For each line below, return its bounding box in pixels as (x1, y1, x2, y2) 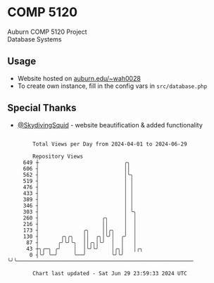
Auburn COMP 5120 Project (7, 27, 87, 36)
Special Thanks (7, 102, 77, 114)
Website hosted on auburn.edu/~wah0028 (17, 74, 141, 82)
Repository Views (32, 153, 83, 160)
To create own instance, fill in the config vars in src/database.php (17, 82, 208, 90)
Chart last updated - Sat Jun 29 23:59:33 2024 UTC (32, 270, 188, 277)
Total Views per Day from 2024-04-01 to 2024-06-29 (32, 140, 188, 148)
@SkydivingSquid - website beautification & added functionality (17, 120, 203, 129)
